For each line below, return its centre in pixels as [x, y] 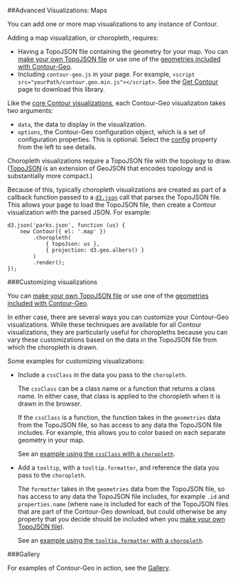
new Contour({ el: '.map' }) [63, 232]
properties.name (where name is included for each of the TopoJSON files [123, 504]
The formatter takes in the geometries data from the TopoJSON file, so [121, 489]
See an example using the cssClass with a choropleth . [96, 454]
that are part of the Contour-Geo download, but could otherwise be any [122, 512]
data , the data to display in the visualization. [82, 124]
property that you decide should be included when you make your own [121, 519]
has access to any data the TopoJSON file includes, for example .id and [123, 496]
